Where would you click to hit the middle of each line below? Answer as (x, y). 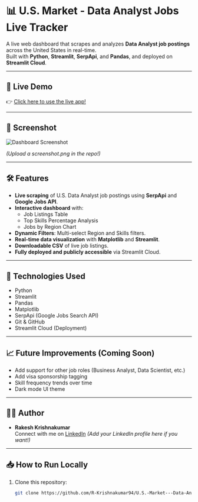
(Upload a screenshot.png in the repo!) (54, 153)
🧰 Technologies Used (46, 276)
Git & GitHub (30, 322)
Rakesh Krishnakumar (42, 427)
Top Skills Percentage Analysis (61, 221)
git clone (27, 493)
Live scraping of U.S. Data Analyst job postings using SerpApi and (96, 196)
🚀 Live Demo (29, 87)
